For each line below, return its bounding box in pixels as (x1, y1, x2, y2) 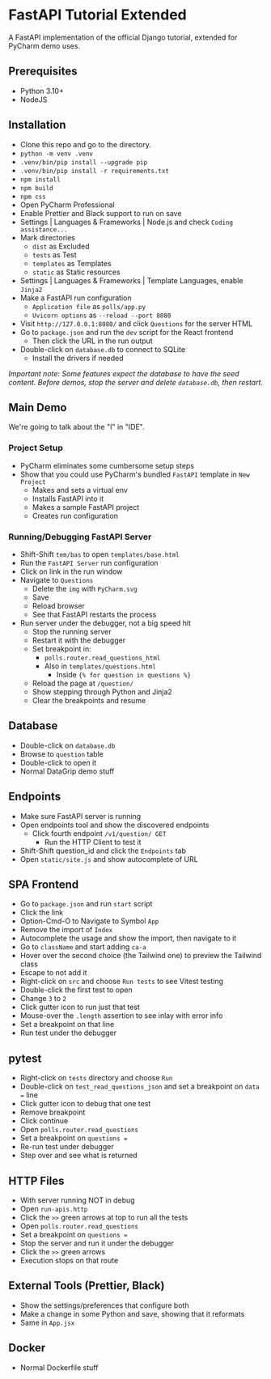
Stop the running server (32, 626, 112, 636)
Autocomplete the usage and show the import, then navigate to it (19, 933, 237, 944)
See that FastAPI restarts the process (32, 609, 157, 619)
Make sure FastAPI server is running (19, 811, 142, 821)
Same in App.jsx (19, 1317, 75, 1327)
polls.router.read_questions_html (44, 654, 161, 662)
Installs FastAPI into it (32, 494, 104, 503)
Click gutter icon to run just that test (19, 1002, 140, 1012)
